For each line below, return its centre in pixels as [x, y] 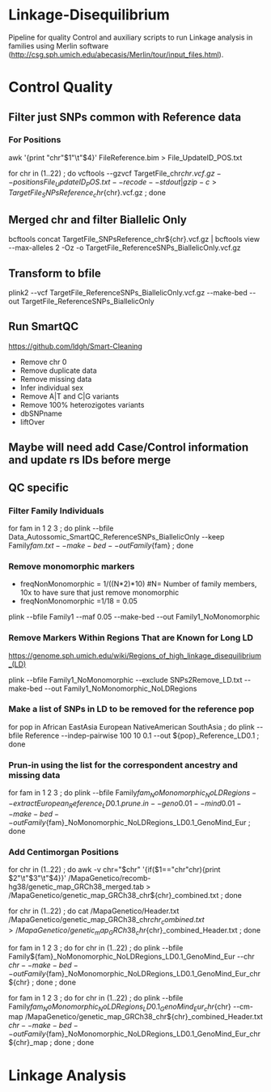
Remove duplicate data [58, 370]
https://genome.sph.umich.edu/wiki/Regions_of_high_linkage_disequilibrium [135, 655]
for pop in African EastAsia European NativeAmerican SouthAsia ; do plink [131, 726]
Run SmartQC [44, 326]
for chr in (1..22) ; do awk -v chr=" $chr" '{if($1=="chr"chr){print [114, 870]
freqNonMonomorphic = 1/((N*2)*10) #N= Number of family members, [138, 584]
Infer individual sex [51, 387]
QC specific [38, 487]
